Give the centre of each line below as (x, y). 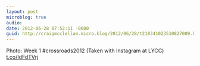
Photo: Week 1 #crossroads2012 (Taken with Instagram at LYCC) (85, 51)
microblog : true (26, 17)
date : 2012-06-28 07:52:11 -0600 (48, 28)
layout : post (22, 12)
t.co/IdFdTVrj (22, 57)
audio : (14, 23)
